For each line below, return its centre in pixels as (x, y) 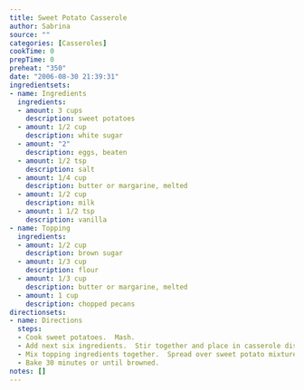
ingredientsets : (40, 85)
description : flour (62, 271)
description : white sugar (75, 136)
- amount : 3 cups (50, 110)
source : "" (30, 34)
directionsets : (38, 312)
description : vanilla (66, 219)
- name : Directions (46, 321)
